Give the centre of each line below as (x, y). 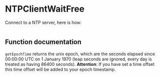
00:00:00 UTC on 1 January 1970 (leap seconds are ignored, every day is (79, 59)
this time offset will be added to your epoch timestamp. (60, 69)
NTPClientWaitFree (45, 9)
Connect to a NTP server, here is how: (43, 22)
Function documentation (43, 42)
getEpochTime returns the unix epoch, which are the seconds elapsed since (80, 54)
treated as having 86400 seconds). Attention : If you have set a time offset (80, 64)
